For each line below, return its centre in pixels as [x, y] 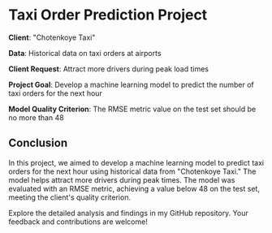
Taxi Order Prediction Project [108, 15]
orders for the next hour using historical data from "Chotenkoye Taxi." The [132, 171]
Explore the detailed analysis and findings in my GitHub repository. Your [129, 213]
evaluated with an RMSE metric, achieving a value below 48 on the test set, [134, 188]
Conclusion [38, 143]
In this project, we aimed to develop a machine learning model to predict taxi [136, 162]
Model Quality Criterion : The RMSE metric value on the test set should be [132, 109]
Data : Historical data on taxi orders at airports [85, 53]
